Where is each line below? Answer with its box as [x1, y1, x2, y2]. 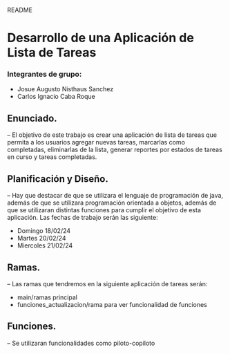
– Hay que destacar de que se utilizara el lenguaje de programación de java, [7, 192, 223, 200]
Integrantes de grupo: [7, 69, 82, 79]
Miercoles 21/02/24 [17, 241, 73, 250]
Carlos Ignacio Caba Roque [17, 93, 95, 101]
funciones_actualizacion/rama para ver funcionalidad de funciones [17, 300, 207, 308]
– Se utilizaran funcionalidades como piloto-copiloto [7, 339, 155, 347]
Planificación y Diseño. [7, 173, 108, 185]
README [7, 6, 33, 14]
